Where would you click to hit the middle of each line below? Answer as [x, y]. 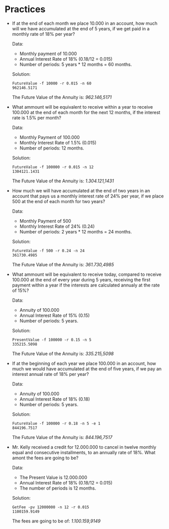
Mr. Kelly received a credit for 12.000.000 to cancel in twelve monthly [84, 447]
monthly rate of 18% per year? [43, 34]
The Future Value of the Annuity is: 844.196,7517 [62, 437]
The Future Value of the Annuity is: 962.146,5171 [62, 97]
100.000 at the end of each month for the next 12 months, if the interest [86, 112]
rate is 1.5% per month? [37, 118]
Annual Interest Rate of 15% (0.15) [55, 315]
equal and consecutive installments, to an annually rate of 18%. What [84, 452]
